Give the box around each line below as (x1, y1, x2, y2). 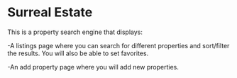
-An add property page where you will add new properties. (7, 62, 180, 71)
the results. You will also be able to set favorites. (7, 49, 149, 57)
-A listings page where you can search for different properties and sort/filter (7, 41, 230, 50)
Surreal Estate (7, 4, 93, 21)
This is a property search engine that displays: (7, 28, 143, 36)
